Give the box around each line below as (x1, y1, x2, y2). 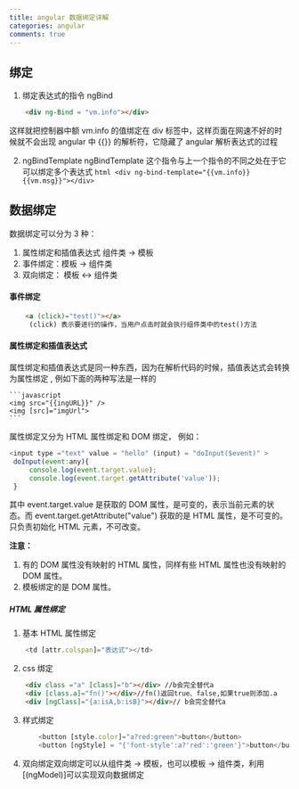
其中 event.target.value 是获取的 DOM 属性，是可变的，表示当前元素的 (9, 499, 267, 510)
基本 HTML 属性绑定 (21, 628, 96, 638)
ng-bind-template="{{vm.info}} (134, 168, 251, 177)
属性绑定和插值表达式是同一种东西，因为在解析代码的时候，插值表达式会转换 (9, 362, 290, 373)
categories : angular (9, 21, 86, 30)
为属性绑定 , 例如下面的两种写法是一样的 (9, 374, 157, 384)
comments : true (9, 29, 66, 38)
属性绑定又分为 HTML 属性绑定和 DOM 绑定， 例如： (9, 431, 202, 442)
